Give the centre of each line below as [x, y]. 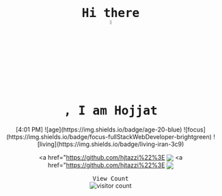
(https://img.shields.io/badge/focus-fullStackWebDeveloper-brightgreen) [109, 136]
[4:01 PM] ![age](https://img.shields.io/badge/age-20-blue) [99, 130]
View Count [111, 179]
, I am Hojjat [111, 111]
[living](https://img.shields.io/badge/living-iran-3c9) [111, 144]
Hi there [111, 13]
